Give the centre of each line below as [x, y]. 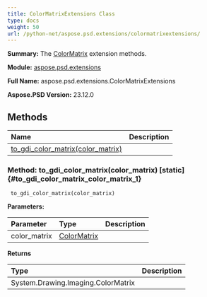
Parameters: [26, 206]
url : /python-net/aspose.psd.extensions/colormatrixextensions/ [104, 34]
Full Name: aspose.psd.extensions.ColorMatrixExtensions [91, 81]
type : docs [23, 21]
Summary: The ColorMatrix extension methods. [77, 54]
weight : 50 [23, 27]
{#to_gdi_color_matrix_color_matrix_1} [75, 179]
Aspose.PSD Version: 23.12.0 [51, 95]
